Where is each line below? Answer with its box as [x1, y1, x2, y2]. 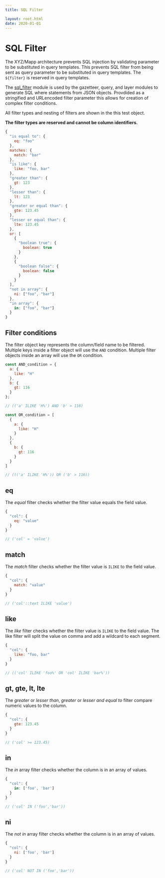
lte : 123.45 [14, 222, 39, 227]
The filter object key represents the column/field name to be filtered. [5, 342, 145, 348]
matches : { [9, 148, 32, 153]
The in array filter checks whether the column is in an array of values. [5, 767, 148, 773]
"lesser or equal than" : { [9, 217, 66, 222]
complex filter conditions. [5, 100, 57, 106]
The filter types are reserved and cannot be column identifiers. [5, 120, 138, 126]
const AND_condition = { [5, 362, 57, 367]
